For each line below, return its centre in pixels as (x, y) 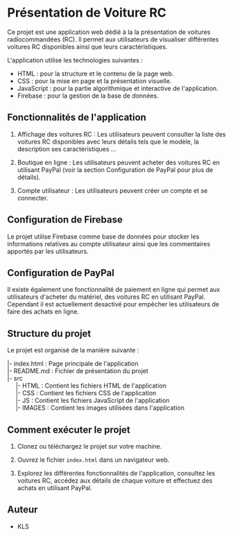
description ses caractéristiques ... (67, 149)
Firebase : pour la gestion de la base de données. (88, 96)
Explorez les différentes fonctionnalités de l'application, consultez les (116, 473)
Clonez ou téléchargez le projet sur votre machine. (89, 446)
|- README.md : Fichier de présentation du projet (78, 371)
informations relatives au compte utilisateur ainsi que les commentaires (109, 243)
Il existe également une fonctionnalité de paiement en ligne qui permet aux (114, 290)
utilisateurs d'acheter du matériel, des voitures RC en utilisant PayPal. (106, 297)
